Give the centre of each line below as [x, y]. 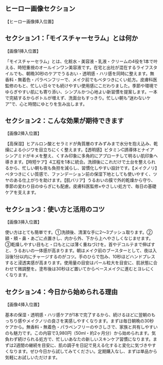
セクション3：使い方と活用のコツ [55, 209]
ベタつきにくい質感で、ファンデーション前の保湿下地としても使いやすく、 [79, 174]
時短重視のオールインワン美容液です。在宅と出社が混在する [77, 67]
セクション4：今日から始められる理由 [61, 292]
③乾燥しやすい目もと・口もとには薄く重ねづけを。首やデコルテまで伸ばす [80, 245]
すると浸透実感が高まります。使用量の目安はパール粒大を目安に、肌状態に [79, 263]
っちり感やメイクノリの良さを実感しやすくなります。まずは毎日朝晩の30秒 [80, 321]
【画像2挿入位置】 [24, 134]
